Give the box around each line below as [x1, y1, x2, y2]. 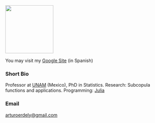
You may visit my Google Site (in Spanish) [5, 57, 94, 64]
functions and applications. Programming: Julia [5, 87, 105, 94]
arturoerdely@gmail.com [5, 112, 58, 118]
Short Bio [5, 70, 29, 77]
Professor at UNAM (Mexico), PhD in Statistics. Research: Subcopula [5, 82, 150, 88]
